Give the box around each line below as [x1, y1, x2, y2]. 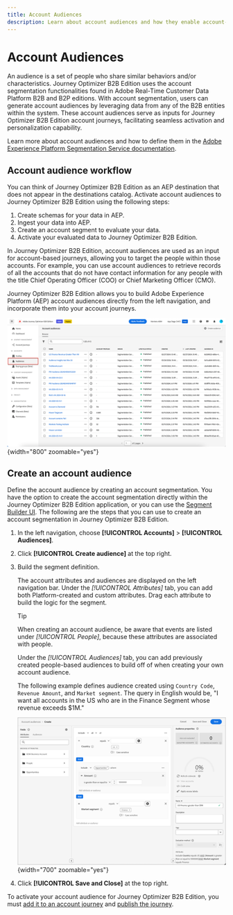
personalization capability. [7, 123, 83, 132]
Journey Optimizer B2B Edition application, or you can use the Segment [7, 500, 212, 509]
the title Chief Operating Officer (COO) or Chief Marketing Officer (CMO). [7, 276, 216, 284]
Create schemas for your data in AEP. [17, 211, 125, 220]
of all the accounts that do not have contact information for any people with [7, 269, 223, 277]
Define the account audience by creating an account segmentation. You [7, 486, 213, 494]
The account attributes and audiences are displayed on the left [17, 576, 197, 585]
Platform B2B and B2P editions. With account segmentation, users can [7, 94, 209, 103]
